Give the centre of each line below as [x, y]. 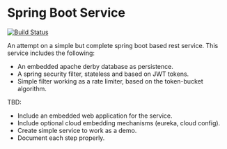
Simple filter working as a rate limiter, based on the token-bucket [110, 81]
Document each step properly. [61, 138]
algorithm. [32, 88]
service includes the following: [51, 53]
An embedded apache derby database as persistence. [95, 66]
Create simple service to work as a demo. [77, 130]
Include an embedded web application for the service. [95, 116]
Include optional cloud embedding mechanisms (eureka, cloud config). [119, 123]
